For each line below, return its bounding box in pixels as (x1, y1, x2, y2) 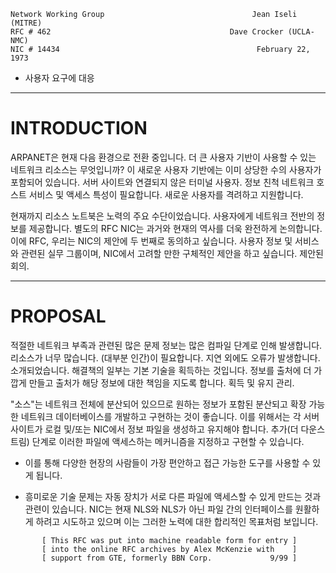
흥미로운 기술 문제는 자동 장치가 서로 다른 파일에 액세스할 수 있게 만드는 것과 (24, 490, 322, 502)
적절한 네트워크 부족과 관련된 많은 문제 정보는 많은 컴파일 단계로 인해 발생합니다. (10, 339, 323, 351)
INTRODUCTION (10, 117, 148, 140)
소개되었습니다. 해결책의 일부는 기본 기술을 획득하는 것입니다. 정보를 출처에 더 (10, 364, 312, 376)
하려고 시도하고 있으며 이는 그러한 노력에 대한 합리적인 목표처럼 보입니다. (35, 515, 319, 527)
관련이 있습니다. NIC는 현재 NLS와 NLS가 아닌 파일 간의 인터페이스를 (24, 503, 293, 515)
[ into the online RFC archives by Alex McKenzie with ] (41, 544, 298, 554)
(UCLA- (287, 27, 315, 37)
